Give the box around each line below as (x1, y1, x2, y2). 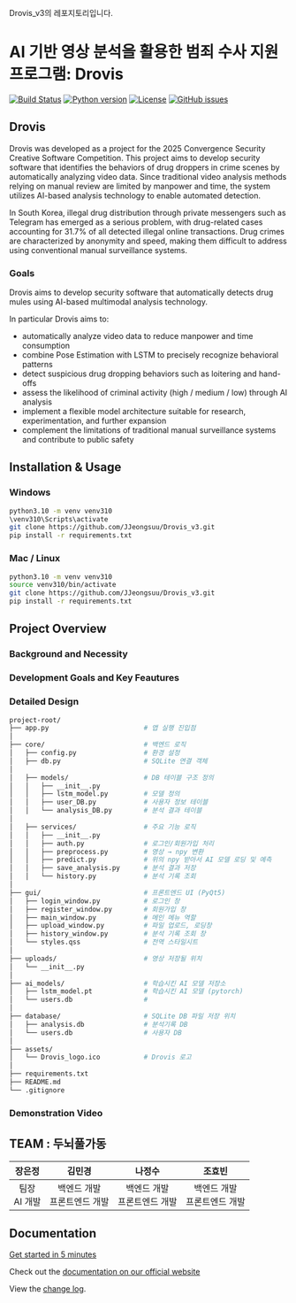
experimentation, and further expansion (21, 415, 167, 427)
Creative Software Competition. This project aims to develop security (9, 152, 261, 163)
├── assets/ (9, 1045, 53, 1053)
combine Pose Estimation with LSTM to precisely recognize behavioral (21, 350, 279, 360)
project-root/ (9, 715, 62, 724)
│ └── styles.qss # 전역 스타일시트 (9, 937, 199, 947)
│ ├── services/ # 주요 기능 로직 (9, 822, 196, 831)
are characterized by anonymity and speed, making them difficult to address (9, 235, 287, 246)
